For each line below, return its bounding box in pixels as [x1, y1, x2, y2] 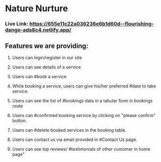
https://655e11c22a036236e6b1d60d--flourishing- [29, 21, 154, 27]
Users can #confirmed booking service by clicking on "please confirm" [12, 112, 156, 118]
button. [12, 117, 27, 123]
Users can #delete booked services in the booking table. [12, 127, 126, 133]
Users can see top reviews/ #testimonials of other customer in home [12, 146, 151, 152]
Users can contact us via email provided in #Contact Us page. [12, 137, 138, 142]
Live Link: [5, 21, 28, 27]
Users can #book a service [12, 73, 67, 79]
